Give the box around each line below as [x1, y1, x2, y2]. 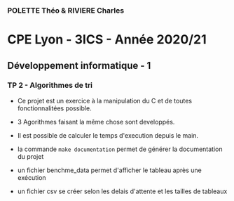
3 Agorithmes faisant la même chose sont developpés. [17, 117, 175, 126]
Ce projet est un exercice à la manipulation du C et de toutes [17, 96, 193, 105]
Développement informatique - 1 [7, 59, 151, 72]
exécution [17, 173, 47, 181]
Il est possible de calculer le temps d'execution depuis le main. [17, 131, 198, 139]
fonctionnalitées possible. [17, 104, 92, 112]
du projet [17, 152, 44, 160]
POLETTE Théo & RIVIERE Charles [7, 6, 125, 15]
